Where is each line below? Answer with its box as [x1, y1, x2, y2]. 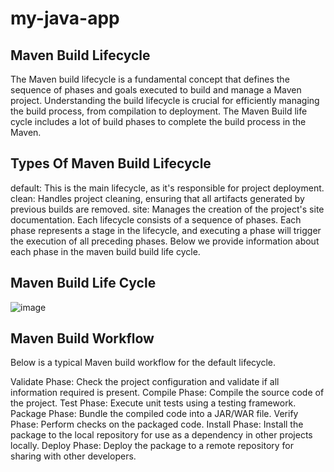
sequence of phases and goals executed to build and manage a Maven [10, 84, 302, 96]
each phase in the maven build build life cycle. [10, 245, 201, 257]
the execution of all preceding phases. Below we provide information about [10, 235, 320, 247]
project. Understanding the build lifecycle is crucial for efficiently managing [10, 95, 320, 106]
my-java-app [10, 7, 120, 30]
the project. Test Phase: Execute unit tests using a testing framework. [10, 397, 297, 409]
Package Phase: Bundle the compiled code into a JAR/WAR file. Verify [10, 408, 299, 420]
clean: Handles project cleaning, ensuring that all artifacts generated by [10, 192, 305, 204]
